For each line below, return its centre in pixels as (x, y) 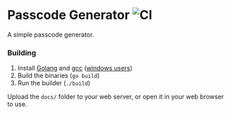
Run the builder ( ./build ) (54, 83)
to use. (17, 104)
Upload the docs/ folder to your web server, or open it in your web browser (115, 97)
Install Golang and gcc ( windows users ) (75, 68)
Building (22, 53)
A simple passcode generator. (51, 34)
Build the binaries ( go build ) (58, 76)
